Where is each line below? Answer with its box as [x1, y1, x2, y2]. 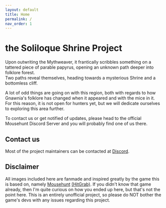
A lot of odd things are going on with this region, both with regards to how [5, 90, 156, 96]
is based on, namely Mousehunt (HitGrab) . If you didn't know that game [5, 181, 151, 187]
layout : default [5, 7, 39, 12]
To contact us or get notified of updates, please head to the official [5, 115, 142, 121]
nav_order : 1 [5, 21, 32, 26]
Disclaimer [5, 163, 39, 171]
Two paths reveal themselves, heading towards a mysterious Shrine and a [5, 75, 156, 81]
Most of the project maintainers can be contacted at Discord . [5, 148, 130, 154]
